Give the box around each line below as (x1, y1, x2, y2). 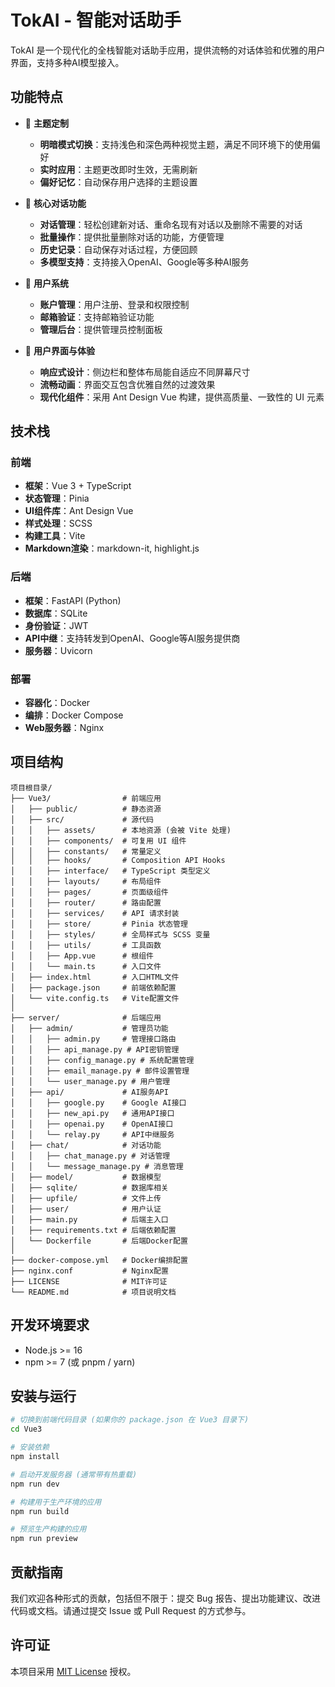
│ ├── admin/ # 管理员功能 (10, 1023, 169, 1033)
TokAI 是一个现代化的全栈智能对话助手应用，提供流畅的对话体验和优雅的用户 (10, 44, 326, 56)
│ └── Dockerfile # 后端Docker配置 (10, 1236, 188, 1246)
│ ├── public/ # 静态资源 (10, 804, 162, 814)
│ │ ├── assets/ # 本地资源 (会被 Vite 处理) (10, 825, 232, 835)
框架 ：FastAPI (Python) (24, 594, 122, 606)
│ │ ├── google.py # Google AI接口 (10, 1097, 187, 1108)
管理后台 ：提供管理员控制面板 (39, 323, 163, 335)
